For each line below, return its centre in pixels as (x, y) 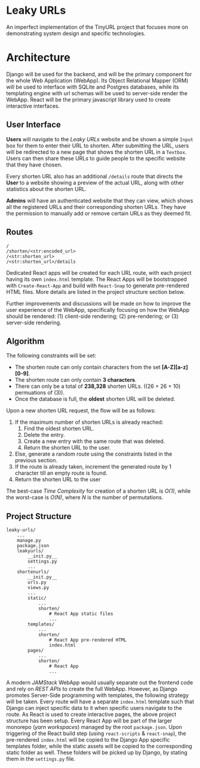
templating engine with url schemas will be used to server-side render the (97, 93)
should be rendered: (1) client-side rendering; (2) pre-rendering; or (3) (93, 316)
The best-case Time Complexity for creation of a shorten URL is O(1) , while (99, 491)
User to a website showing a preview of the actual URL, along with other (95, 183)
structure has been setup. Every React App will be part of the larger (89, 721)
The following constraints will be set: (51, 356)
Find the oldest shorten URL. (59, 429)
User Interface (34, 125)
